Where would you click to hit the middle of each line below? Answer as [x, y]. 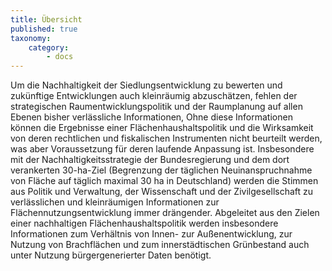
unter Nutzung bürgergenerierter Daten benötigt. [111, 255]
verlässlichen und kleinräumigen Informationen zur [115, 202]
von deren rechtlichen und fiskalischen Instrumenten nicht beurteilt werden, [166, 138]
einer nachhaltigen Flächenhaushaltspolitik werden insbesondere [144, 223]
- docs [60, 57]
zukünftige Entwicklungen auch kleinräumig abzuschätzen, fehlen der [154, 96]
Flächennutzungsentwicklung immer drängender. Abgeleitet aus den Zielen [165, 213]
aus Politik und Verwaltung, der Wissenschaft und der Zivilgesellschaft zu [162, 192]
